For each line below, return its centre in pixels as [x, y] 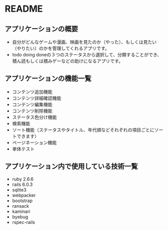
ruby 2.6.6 [23, 179]
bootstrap [22, 201]
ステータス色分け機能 [34, 117]
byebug [20, 217]
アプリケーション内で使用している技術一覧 [71, 166]
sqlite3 [19, 190]
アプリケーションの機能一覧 [48, 78]
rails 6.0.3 [22, 184]
